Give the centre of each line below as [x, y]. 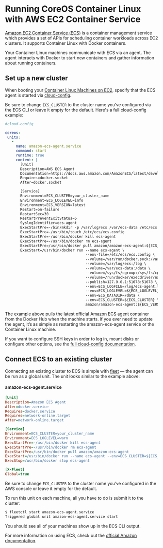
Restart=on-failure [40, 209]
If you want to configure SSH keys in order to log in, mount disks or [72, 339]
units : [14, 137]
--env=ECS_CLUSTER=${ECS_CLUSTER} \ [122, 300]
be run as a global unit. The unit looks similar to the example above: [72, 376]
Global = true [17, 474]
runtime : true [30, 155]
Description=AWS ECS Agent [48, 169]
